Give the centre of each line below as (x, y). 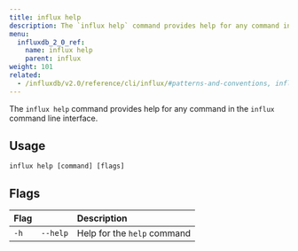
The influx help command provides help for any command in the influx (142, 108)
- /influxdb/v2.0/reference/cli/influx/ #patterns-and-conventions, (145, 83)
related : (25, 75)
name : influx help (59, 51)
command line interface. (54, 118)
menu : (19, 34)
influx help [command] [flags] (67, 166)
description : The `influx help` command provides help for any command (144, 26)
